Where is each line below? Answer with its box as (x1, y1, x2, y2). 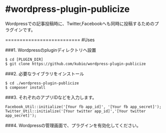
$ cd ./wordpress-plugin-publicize (5, 81, 79, 86)
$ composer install (5, 85, 46, 90)
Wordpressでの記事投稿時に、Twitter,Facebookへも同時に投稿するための (5, 20, 155, 26)
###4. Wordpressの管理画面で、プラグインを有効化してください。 (5, 122, 141, 128)
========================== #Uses (5, 36, 95, 43)
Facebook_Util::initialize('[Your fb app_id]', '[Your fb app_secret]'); (5, 104, 162, 109)
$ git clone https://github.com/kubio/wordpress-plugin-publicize (5, 61, 146, 66)
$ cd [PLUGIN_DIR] (5, 57, 43, 62)
